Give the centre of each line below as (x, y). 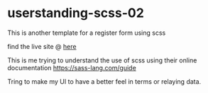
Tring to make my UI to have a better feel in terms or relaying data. (104, 81)
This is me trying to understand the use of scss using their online (102, 60)
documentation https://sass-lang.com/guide (72, 67)
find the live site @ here (42, 46)
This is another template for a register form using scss (87, 33)
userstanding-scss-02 (76, 13)
